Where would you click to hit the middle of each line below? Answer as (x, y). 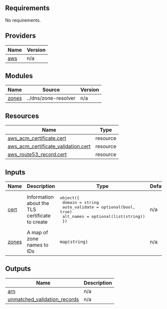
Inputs (15, 172)
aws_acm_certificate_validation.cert (49, 146)
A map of (37, 232)
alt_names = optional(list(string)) (103, 217)
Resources (22, 116)
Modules (19, 76)
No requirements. (23, 20)
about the (38, 204)
